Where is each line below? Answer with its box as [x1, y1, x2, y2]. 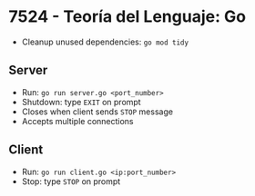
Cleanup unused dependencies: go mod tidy [21, 36, 189, 47]
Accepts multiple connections [21, 115, 134, 126]
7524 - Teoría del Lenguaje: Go [8, 6, 247, 27]
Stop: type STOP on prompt [21, 175, 121, 187]
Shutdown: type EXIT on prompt [21, 96, 142, 107]
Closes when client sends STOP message [21, 106, 174, 117]
